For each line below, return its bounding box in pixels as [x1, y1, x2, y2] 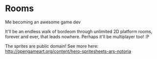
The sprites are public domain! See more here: [5, 43, 99, 49]
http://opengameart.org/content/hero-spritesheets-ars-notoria [5, 48, 131, 54]
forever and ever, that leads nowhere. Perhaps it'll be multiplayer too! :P [5, 34, 149, 39]
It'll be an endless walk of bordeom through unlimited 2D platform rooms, [5, 28, 153, 34]
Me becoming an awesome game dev [5, 19, 81, 25]
